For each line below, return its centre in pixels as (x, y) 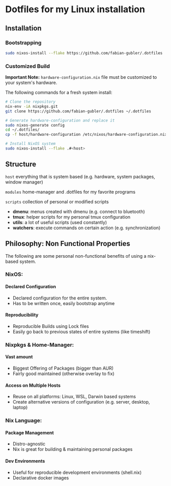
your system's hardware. (31, 83)
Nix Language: (24, 420)
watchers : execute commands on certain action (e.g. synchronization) (87, 228)
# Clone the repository (31, 102)
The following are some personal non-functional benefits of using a (76, 256)
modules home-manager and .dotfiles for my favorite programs (70, 192)
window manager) (24, 182)
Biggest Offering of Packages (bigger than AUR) (63, 368)
